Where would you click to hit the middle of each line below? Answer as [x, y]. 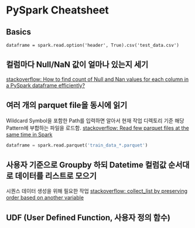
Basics [18, 32]
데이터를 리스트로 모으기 [56, 176]
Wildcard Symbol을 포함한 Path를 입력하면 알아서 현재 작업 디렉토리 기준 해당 [95, 120]
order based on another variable [45, 198]
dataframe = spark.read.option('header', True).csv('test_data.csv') [93, 45]
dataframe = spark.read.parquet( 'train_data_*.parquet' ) [77, 145]
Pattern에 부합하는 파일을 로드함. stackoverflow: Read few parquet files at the [97, 128]
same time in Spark [29, 134]
